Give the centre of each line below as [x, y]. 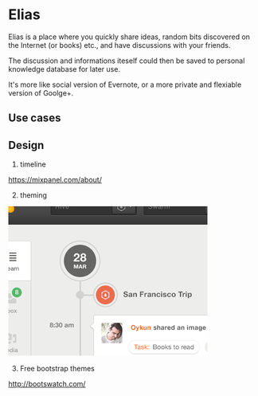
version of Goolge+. [41, 92]
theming [33, 195]
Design [26, 145]
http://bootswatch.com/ [47, 384]
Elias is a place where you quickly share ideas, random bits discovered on [129, 37]
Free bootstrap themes [57, 369]
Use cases [35, 118]
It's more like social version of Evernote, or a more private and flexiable [125, 84]
